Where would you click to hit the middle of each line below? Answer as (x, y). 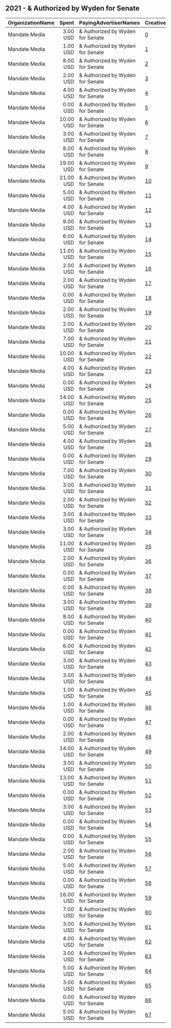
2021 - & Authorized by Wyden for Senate (73, 8)
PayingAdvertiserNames (109, 22)
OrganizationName (31, 22)
